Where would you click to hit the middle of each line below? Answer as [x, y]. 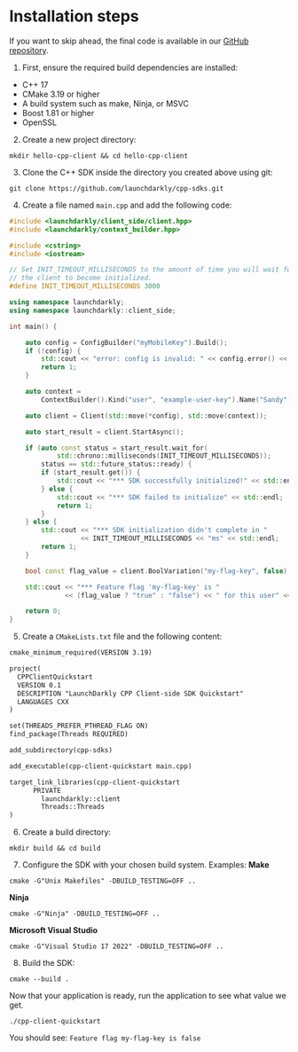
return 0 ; [43, 611]
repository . [29, 50]
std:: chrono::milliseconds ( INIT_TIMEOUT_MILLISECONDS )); [164, 456]
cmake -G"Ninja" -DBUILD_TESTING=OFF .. [85, 914]
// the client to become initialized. [81, 278]
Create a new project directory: [79, 139]
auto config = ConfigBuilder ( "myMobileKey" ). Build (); [126, 342]
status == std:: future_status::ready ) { [117, 464]
